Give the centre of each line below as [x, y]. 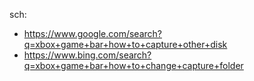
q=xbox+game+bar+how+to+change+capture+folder [133, 65]
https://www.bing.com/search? [87, 55]
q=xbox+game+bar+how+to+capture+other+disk [125, 44]
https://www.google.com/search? [92, 33]
